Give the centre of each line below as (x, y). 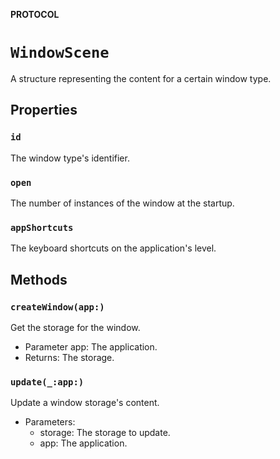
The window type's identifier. (70, 158)
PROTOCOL (35, 14)
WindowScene (60, 53)
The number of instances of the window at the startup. (122, 203)
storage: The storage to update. (105, 433)
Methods (39, 279)
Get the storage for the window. (75, 327)
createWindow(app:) (57, 307)
